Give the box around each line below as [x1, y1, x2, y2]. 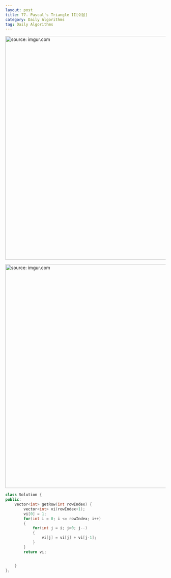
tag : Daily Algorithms [5, 21, 53, 27]
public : [5, 497, 22, 502]
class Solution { [5, 492, 42, 498]
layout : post [5, 7, 33, 13]
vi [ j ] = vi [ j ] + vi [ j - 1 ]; [41, 535, 97, 540]
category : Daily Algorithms [5, 17, 65, 22]
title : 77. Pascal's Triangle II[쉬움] [5, 12, 88, 17]
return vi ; [23, 549, 47, 554]
